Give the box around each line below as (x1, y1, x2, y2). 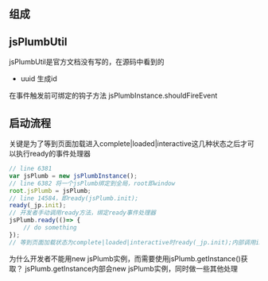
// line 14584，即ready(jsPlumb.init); (9, 194, 139, 202)
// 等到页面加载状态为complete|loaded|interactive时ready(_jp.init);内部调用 (9, 238, 256, 246)
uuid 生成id (20, 74, 58, 83)
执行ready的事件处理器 (15, 149, 91, 159)
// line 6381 (9, 165, 52, 173)
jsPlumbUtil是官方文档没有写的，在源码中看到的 (9, 57, 165, 67)
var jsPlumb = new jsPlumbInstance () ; (9, 171, 138, 180)
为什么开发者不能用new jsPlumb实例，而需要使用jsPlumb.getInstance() (9, 253, 241, 264)
